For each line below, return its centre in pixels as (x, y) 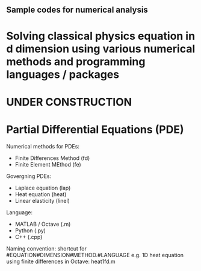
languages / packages (63, 74)
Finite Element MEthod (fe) (48, 164)
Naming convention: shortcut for (47, 248)
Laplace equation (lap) (43, 188)
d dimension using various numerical (101, 49)
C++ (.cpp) (29, 237)
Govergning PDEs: (29, 176)
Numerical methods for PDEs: (43, 146)
